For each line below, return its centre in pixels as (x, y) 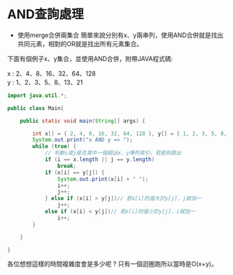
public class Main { (36, 108)
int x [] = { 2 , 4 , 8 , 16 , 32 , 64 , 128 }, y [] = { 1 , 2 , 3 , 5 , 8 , (130, 134)
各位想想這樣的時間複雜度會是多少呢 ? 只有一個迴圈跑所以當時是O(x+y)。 (113, 264)
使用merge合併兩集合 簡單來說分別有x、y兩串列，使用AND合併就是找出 (120, 35)
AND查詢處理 (45, 14)
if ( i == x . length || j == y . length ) (100, 160)
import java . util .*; (37, 95)
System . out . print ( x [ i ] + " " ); (103, 179)
